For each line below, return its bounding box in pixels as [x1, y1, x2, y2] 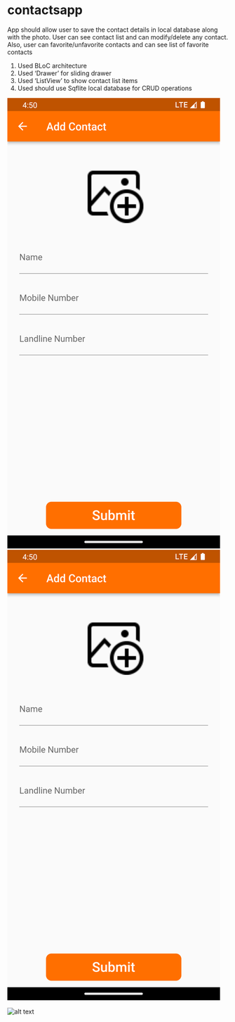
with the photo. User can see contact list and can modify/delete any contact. [7, 32, 229, 41]
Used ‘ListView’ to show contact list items [17, 76, 138, 84]
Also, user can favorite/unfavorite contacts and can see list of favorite [7, 40, 209, 49]
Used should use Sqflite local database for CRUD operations [17, 84, 192, 92]
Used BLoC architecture [17, 61, 88, 70]
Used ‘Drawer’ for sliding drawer [17, 69, 112, 77]
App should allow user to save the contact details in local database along [7, 25, 218, 34]
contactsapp [7, 2, 83, 18]
